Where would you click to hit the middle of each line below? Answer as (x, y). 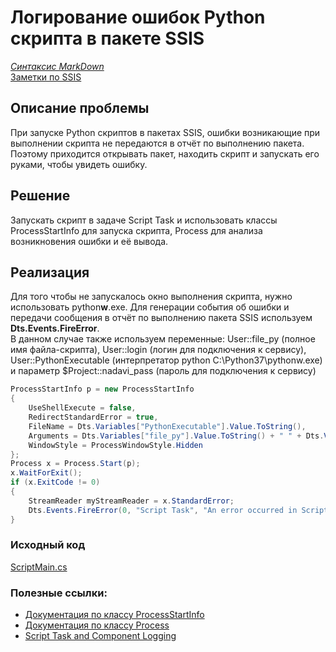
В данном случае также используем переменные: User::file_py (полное (163, 339)
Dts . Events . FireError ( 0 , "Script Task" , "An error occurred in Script (178, 510)
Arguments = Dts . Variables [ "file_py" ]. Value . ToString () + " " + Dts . (176, 436)
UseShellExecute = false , (82, 408)
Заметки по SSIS (46, 77)
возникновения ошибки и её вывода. (89, 241)
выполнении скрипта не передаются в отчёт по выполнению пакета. (157, 143)
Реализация (50, 272)
